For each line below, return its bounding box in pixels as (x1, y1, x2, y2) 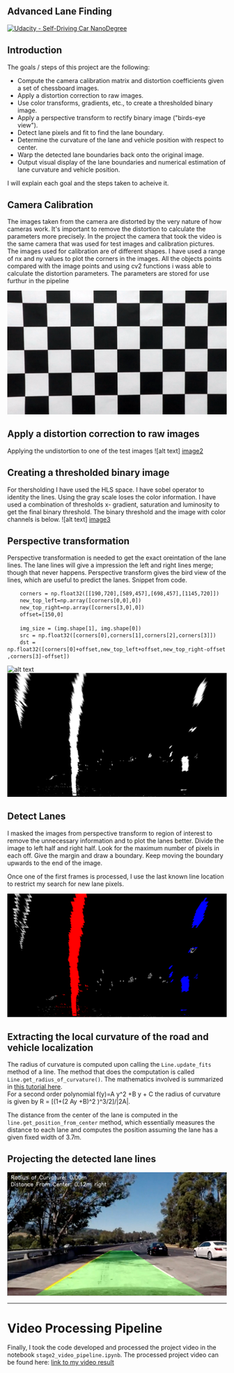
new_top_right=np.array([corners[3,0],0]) (19, 604, 145, 611)
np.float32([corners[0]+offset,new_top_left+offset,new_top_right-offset (7, 646, 226, 653)
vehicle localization (7, 1042, 94, 1053)
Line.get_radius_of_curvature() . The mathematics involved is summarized (7, 1075, 224, 1083)
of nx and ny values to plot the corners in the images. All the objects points (7, 255, 222, 263)
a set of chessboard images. (17, 84, 100, 92)
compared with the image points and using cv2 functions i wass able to (7, 262, 212, 271)
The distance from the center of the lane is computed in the (7, 1111, 178, 1119)
